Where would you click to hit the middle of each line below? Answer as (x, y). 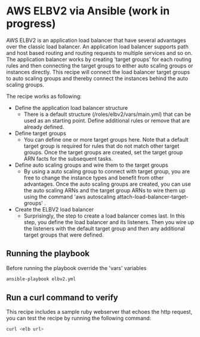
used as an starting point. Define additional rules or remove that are (107, 120)
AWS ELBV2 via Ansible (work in (88, 11)
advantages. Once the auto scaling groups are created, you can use (107, 184)
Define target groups (41, 133)
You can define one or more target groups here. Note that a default (106, 139)
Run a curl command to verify (62, 298)
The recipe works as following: (44, 96)
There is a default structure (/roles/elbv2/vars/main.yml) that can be (107, 114)
